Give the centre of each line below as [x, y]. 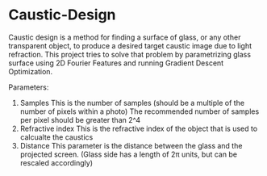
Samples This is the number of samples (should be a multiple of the [132, 103]
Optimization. [31, 71]
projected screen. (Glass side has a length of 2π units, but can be [129, 154]
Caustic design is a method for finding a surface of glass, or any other [125, 37]
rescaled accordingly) [56, 162]
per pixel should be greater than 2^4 [80, 119]
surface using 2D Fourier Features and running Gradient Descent [116, 63]
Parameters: [29, 87]
